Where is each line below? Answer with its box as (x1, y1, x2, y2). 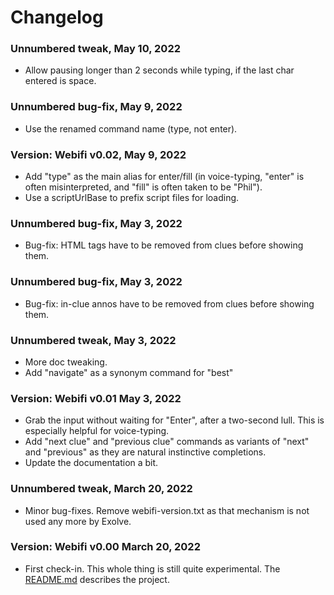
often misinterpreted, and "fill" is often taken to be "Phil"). (24, 181, 263, 193)
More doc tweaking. (24, 356, 108, 368)
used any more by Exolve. (24, 515, 132, 527)
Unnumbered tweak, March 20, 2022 (10, 482, 193, 496)
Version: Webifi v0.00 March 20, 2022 (10, 540, 201, 554)
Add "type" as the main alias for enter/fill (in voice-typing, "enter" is (24, 171, 305, 183)
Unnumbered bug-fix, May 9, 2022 (10, 100, 183, 114)
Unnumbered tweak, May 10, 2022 (10, 42, 182, 56)
